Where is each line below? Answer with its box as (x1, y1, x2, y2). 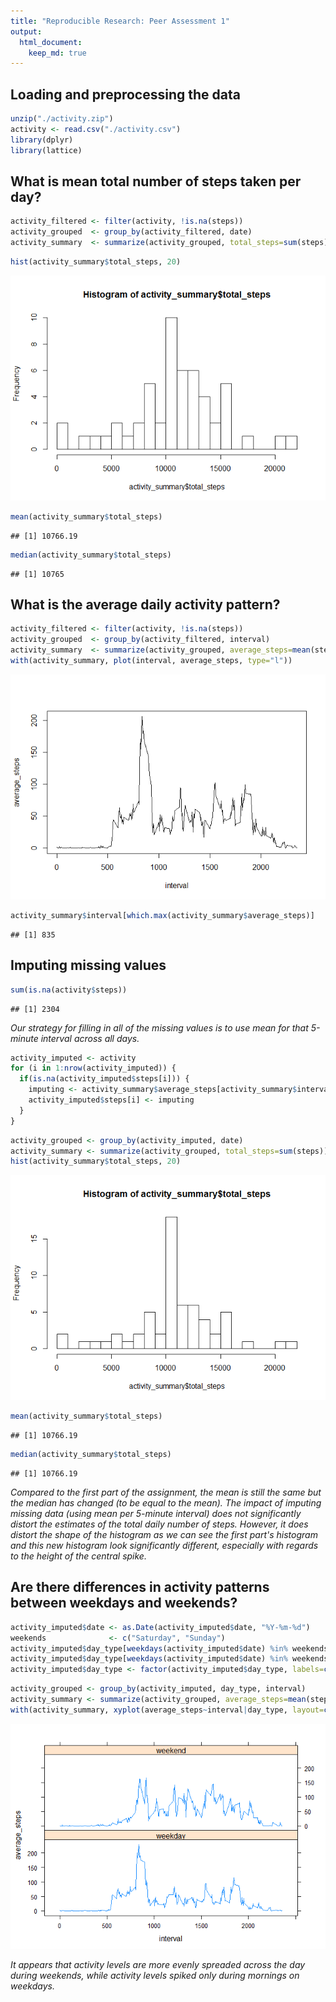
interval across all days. (40, 1032, 140, 1044)
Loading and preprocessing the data (10, 86, 241, 103)
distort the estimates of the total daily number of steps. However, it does (10, 1518, 309, 1530)
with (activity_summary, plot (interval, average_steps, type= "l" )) (10, 656, 293, 666)
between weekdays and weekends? (10, 1595, 238, 1612)
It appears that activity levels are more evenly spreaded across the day (10, 1958, 306, 1970)
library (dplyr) (10, 135, 74, 145)
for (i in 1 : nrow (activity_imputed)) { (10, 1063, 177, 1074)
